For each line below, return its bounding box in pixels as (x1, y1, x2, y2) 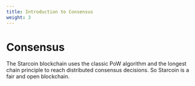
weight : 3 (6, 14, 31, 20)
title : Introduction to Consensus (6, 8, 94, 15)
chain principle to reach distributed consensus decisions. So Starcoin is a (6, 67, 190, 74)
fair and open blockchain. (6, 73, 70, 80)
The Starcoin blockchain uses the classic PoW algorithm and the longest (6, 60, 187, 67)
